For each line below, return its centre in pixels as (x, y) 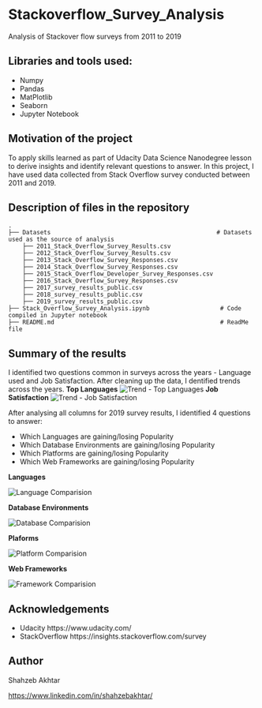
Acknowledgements (59, 609)
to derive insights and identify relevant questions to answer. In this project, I (131, 166)
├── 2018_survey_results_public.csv (83, 295)
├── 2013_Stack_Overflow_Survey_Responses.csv (100, 260)
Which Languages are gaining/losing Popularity (96, 436)
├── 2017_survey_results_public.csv (83, 288)
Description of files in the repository (99, 207)
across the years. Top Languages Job (113, 389)
